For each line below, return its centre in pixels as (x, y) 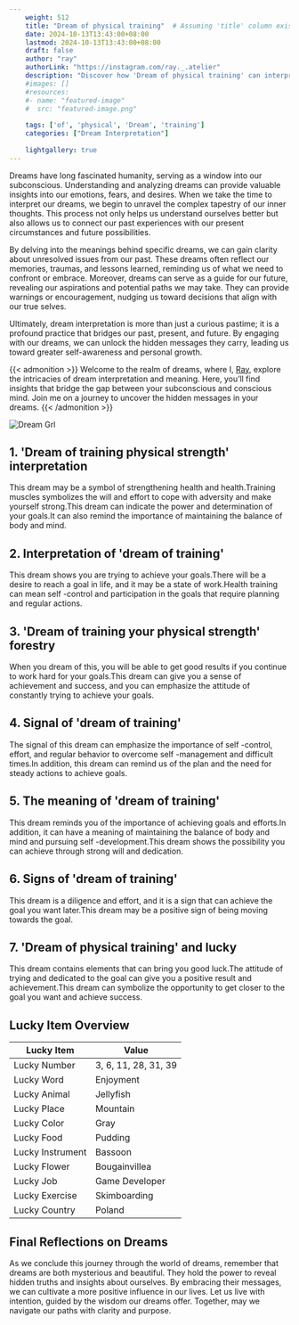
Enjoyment (117, 1080)
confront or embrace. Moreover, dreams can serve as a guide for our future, (149, 278)
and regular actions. (46, 603)
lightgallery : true (61, 150)
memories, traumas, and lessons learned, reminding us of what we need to (146, 268)
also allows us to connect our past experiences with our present (127, 223)
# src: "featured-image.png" (81, 109)
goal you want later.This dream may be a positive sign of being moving (139, 910)
